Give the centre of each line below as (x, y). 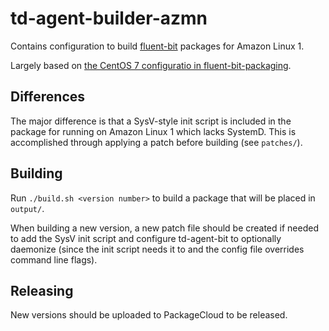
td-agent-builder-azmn (109, 18)
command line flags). (54, 259)
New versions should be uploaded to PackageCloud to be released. (149, 315)
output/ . (27, 208)
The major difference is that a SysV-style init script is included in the (151, 121)
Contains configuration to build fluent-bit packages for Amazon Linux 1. (157, 46)
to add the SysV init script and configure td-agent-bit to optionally (146, 238)
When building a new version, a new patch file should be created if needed (164, 228)
